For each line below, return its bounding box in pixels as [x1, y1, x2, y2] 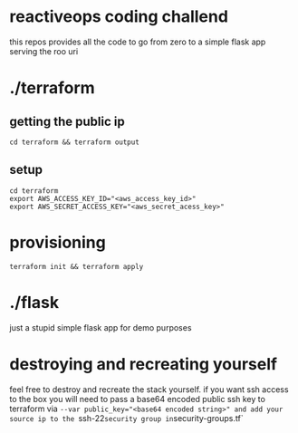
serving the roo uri [9, 45, 79, 56]
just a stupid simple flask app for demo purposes [9, 322, 192, 332]
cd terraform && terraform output [9, 138, 140, 147]
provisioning [9, 232, 106, 253]
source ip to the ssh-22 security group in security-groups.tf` [9, 412, 244, 423]
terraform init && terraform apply [9, 262, 144, 271]
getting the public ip [9, 113, 125, 129]
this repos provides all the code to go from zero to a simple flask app [9, 36, 266, 47]
